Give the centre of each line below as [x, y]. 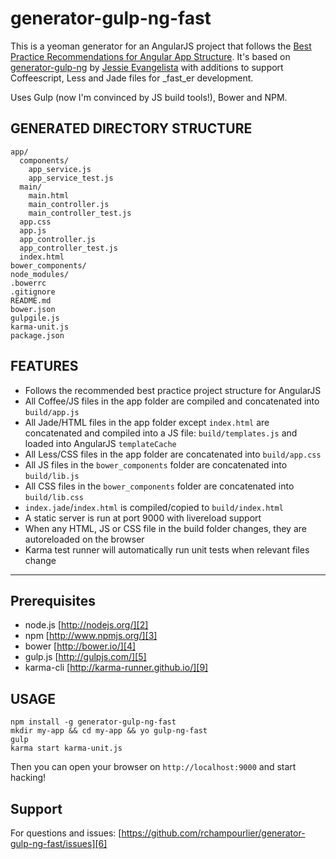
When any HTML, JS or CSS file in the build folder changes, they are [165, 528]
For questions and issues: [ [66, 833]
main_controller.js [69, 204]
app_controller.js [58, 239]
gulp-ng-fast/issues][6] [59, 843]
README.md [31, 300]
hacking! [28, 778]
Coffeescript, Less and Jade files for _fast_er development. [132, 78]
